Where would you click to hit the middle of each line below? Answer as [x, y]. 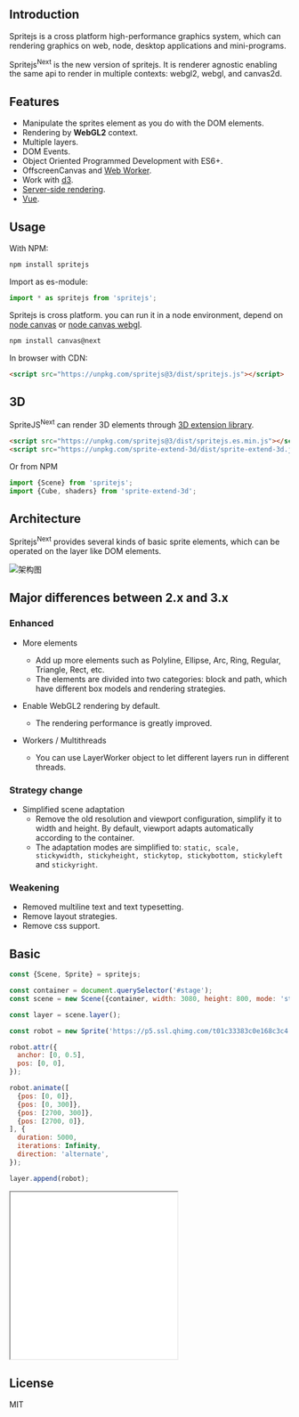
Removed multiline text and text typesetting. [103, 907]
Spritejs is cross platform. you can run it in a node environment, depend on [146, 314]
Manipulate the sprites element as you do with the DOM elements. [143, 123]
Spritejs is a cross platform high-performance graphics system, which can [145, 36]
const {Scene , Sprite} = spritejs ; [75, 974]
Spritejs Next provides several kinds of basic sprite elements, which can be [145, 541]
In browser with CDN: [48, 358]
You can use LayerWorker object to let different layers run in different [162, 757]
